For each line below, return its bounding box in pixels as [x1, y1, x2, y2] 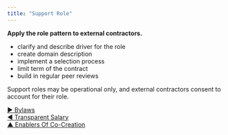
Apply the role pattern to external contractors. [7, 29, 143, 37]
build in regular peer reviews [17, 72, 99, 80]
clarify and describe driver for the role [17, 42, 126, 50]
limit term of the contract [17, 64, 88, 72]
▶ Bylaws [7, 105, 35, 114]
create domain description [17, 50, 93, 58]
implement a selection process [17, 56, 105, 65]
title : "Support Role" [7, 10, 73, 17]
